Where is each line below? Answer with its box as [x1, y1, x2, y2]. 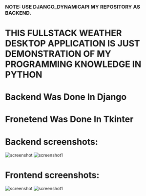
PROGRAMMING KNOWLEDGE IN [5, 59, 142, 70]
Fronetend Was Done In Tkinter [5, 114, 134, 125]
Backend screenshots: [5, 136, 99, 147]
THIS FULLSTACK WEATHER [5, 28, 122, 39]
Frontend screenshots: [5, 170, 100, 180]
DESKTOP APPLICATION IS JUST [5, 38, 140, 49]
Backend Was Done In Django [5, 91, 127, 103]
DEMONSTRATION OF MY [5, 48, 111, 60]
